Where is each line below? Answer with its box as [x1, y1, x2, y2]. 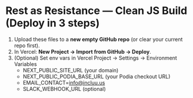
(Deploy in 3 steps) [5, 16, 100, 30]
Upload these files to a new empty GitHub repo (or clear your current [14, 36, 183, 43]
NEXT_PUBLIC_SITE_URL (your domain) [22, 66, 119, 73]
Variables [14, 60, 37, 68]
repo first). [14, 42, 40, 49]
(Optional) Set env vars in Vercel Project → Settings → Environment [14, 54, 177, 61]
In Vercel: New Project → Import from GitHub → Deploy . [14, 48, 151, 55]
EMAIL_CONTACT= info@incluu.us [22, 79, 105, 86]
